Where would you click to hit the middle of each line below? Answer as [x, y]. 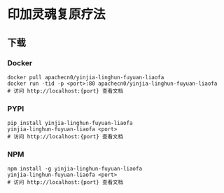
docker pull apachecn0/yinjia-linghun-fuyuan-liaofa [86, 77]
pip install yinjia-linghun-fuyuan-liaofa [70, 124]
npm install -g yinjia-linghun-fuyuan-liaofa [75, 169]
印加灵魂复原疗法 [57, 14]
